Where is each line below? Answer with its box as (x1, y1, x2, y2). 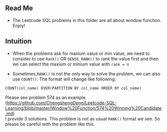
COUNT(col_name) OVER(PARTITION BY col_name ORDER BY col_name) (5, 85, 142, 90)
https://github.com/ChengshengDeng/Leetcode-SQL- (6, 99, 117, 105)
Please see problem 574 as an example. (5, 94, 87, 100)
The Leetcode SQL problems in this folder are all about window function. (12, 17, 162, 23)
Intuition (5, 37, 32, 45)
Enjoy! (12, 22, 25, 28)
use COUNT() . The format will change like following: (12, 76, 116, 82)
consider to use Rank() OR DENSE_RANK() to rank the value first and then (12, 55, 159, 61)
